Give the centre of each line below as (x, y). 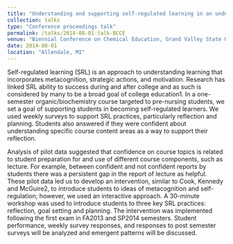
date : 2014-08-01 (32, 46)
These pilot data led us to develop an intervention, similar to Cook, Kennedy (115, 181)
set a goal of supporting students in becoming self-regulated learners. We (113, 109)
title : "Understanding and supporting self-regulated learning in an (110, 14)
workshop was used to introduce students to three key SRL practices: (106, 203)
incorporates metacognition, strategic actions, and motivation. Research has (116, 79)
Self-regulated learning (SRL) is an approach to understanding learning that (115, 72)
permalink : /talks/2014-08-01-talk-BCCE (67, 33)
